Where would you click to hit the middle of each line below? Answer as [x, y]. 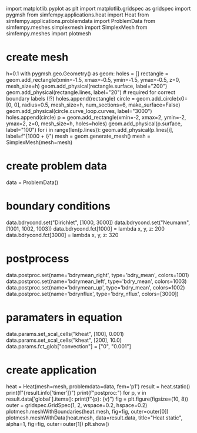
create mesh [37, 57]
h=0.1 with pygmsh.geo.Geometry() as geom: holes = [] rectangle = [87, 74]
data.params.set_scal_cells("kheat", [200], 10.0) [64, 340]
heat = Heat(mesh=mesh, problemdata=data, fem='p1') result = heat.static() [98, 386]
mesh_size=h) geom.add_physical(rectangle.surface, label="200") [87, 86]
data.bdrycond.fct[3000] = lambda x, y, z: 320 [62, 235]
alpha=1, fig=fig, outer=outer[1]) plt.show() [58, 424]
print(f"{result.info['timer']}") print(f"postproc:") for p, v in [76, 392]
